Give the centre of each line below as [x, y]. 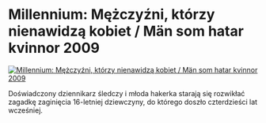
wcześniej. [26, 110]
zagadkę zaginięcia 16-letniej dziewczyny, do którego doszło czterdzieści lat [133, 102]
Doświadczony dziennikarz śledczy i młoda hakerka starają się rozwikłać [127, 93]
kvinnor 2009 [54, 48]
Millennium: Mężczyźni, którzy [112, 15]
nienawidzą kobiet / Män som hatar [126, 31]
